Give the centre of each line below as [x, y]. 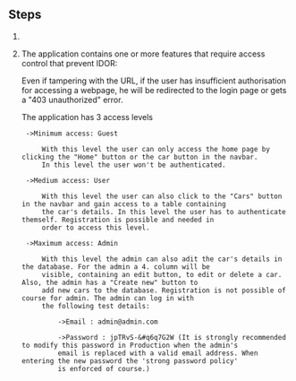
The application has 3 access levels [87, 117]
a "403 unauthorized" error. [72, 100]
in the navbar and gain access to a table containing [123, 204]
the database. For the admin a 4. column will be [116, 267]
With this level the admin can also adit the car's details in [162, 259]
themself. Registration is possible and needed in [118, 220]
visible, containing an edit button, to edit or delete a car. [162, 274]
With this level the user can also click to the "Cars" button [162, 196]
